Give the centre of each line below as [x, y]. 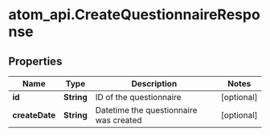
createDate [34, 115]
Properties [35, 61]
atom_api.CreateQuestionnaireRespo [135, 15]
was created [119, 120]
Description [154, 84]
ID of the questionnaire [139, 97]
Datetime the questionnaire [146, 110]
